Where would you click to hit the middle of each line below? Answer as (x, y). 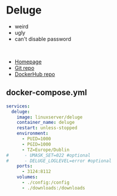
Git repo (24, 67)
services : (18, 106)
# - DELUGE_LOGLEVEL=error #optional (59, 161)
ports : (25, 166)
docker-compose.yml (46, 92)
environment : (33, 134)
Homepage (28, 62)
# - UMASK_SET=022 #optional (49, 155)
